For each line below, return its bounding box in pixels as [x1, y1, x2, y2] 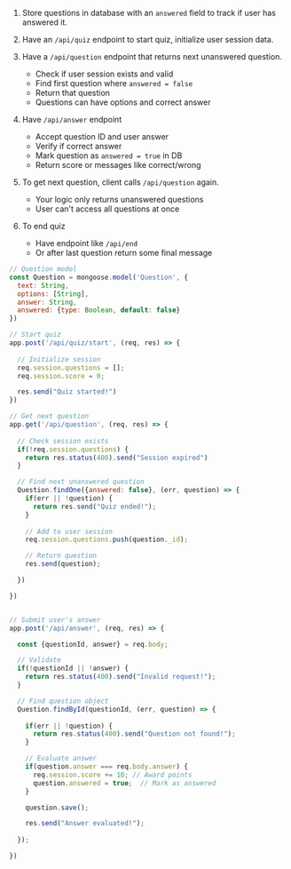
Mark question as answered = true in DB [35, 150, 183, 161]
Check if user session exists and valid [35, 68, 174, 79]
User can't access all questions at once [35, 203, 180, 214]
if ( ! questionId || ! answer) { [17, 664, 129, 674]
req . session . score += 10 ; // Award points [32, 770, 193, 779]
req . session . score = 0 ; [17, 371, 105, 380]
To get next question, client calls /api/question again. [21, 177, 219, 187]
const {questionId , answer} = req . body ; [17, 640, 169, 649]
